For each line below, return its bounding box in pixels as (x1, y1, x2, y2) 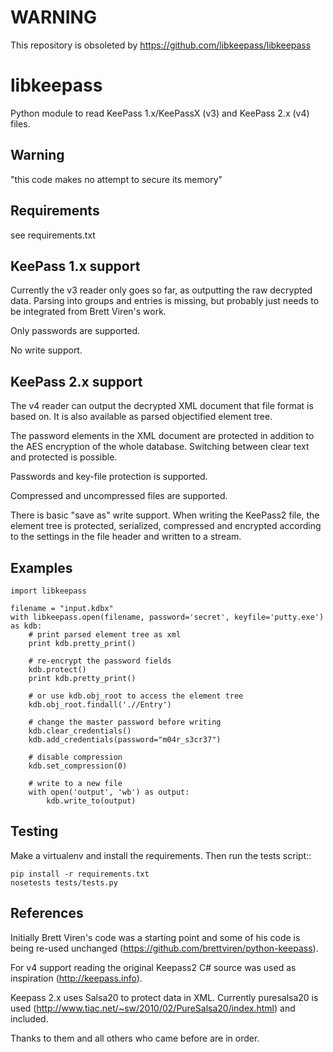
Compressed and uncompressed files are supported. (10, 490, 228, 502)
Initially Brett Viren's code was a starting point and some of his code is (10, 931, 301, 943)
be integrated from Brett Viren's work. (10, 306, 167, 318)
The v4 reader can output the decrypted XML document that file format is (10, 400, 314, 412)
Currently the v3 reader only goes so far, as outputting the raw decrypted (10, 284, 313, 296)
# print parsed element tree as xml (28, 629, 182, 640)
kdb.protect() (28, 664, 87, 675)
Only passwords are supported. (10, 325, 141, 337)
